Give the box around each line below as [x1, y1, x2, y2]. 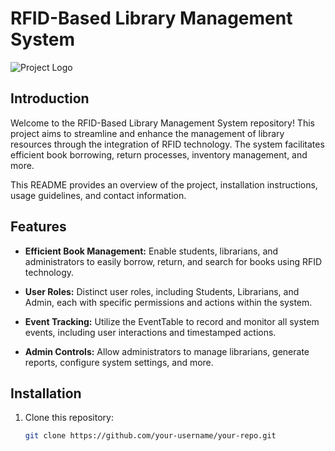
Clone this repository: [24, 412, 114, 424]
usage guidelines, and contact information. [10, 189, 187, 201]
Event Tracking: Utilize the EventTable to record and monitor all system [24, 315, 320, 327]
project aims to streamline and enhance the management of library [10, 127, 285, 139]
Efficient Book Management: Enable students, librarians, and [24, 245, 279, 257]
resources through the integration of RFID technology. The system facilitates [10, 138, 325, 150]
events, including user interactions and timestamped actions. [24, 326, 277, 338]
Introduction [10, 90, 90, 107]
